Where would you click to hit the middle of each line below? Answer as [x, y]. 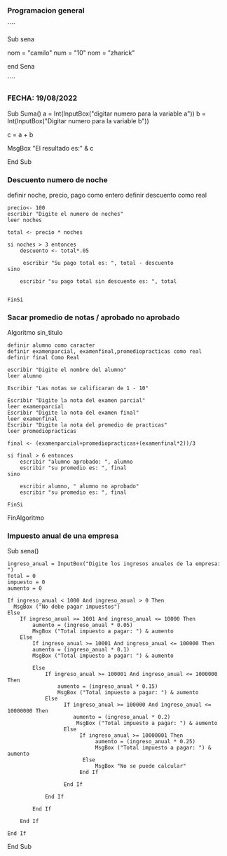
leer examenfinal [33, 419]
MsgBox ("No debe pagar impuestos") [67, 607]
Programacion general [46, 11]
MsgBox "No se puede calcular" [141, 766]
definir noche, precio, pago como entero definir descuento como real [107, 195]
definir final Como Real [43, 358]
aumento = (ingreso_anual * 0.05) [83, 626]
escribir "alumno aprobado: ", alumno [76, 462]
